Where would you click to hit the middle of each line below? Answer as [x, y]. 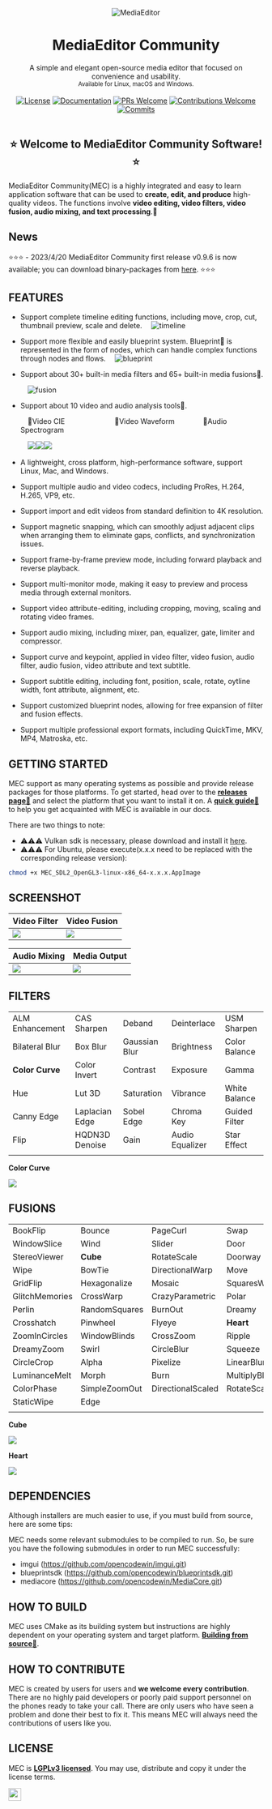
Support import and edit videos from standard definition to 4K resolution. [142, 511]
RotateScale [174, 1256]
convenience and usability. [136, 76]
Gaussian [140, 1041]
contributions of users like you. [60, 1723]
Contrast [139, 1070]
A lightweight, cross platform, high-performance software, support [131, 463]
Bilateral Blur [36, 1046]
